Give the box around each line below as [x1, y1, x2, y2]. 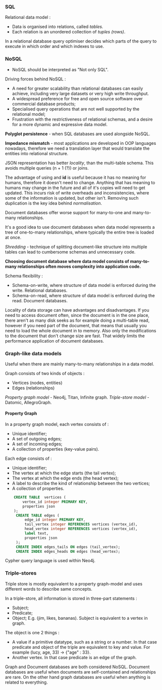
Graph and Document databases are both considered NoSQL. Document [5, 664, 150, 670]
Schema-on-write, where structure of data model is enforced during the [12, 282, 156, 288]
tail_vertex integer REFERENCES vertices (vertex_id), [24, 522, 138, 527]
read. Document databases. [12, 298, 68, 303]
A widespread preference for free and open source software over [12, 95, 143, 101]
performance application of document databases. [5, 338, 104, 344]
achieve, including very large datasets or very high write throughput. [12, 91, 149, 96]
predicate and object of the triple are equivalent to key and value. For [12, 644, 150, 650]
